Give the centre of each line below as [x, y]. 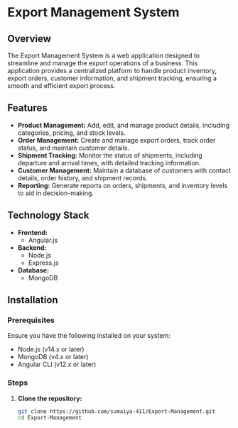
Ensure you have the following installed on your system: [89, 336]
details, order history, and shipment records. [82, 177]
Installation [33, 300]
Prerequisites [31, 320]
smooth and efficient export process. [61, 86]
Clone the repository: [50, 398]
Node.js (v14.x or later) [51, 349]
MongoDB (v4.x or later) [53, 357]
